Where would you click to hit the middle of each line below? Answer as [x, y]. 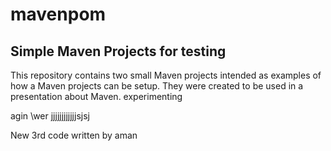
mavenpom [58, 14]
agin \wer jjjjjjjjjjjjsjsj [50, 116]
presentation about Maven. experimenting [96, 96]
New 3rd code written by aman [74, 135]
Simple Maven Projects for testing [118, 51]
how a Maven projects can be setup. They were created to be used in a [157, 86]
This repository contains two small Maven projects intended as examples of [166, 75]
